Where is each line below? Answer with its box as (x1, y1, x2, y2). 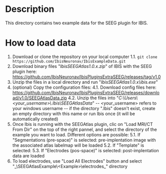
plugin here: (12, 68, 37, 74)
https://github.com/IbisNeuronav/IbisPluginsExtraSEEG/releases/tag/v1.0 (12, 73, 161, 80)
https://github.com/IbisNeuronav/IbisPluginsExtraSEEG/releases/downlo (12, 89, 160, 95)
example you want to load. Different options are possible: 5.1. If (12, 131, 141, 137)
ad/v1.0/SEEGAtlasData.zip (12, 95, 67, 101)
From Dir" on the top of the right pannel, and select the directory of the (12, 126, 157, 132)
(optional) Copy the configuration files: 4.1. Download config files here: (12, 84, 157, 90)
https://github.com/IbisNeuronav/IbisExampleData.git (12, 58, 126, 64)
